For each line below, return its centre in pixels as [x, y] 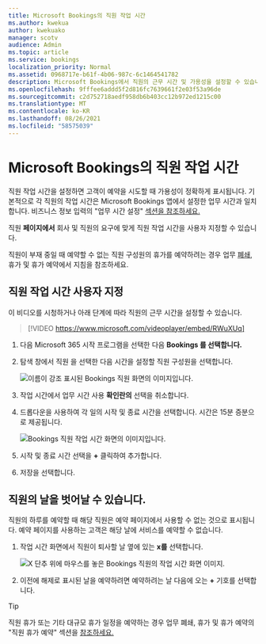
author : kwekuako [37, 30]
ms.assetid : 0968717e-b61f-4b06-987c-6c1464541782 [93, 74]
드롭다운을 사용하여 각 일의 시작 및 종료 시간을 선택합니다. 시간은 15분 [126, 412]
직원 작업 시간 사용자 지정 [66, 292]
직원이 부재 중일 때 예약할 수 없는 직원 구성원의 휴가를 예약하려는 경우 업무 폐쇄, [131, 254]
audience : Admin [35, 45]
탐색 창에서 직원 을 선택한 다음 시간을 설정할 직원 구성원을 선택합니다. [126, 361]
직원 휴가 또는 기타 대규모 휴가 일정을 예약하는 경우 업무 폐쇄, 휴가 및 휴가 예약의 [131, 623]
